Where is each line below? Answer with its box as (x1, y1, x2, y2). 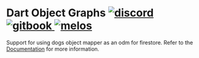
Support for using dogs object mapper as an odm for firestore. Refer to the (6, 39, 194, 46)
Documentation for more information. (6, 45, 99, 53)
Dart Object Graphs (6, 6, 106, 20)
